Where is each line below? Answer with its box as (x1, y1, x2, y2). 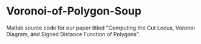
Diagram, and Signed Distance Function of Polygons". (6, 30, 141, 37)
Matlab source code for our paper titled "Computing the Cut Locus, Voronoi (6, 24, 196, 31)
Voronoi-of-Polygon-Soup (6, 4, 141, 18)
